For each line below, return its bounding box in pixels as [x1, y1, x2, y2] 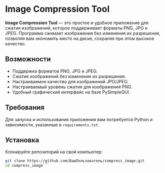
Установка [5, 136, 40, 144]
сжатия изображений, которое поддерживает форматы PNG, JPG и [5, 25, 148, 31]
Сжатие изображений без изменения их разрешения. [12, 73, 126, 79]
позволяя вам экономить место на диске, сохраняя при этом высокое [5, 35, 155, 41]
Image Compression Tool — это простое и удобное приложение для [5, 20, 149, 26]
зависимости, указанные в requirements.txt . [5, 122, 100, 128]
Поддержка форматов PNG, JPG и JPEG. [12, 68, 98, 74]
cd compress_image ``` [5, 163, 50, 168]
